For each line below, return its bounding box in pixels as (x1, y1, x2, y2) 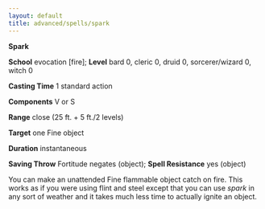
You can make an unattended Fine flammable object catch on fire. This (8, 174, 243, 184)
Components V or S (8, 96, 75, 106)
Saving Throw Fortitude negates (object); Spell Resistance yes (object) (8, 158, 246, 169)
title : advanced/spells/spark (8, 19, 110, 27)
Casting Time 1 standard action (8, 81, 113, 91)
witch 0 (8, 65, 34, 75)
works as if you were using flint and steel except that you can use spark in (8, 182, 255, 193)
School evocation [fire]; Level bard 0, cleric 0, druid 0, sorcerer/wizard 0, (8, 57, 251, 67)
